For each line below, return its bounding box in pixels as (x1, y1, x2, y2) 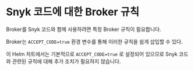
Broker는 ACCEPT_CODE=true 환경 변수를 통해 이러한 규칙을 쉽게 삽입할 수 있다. (6, 38, 183, 45)
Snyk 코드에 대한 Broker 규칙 (6, 5, 140, 19)
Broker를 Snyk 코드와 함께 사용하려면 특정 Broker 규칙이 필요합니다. (6, 26, 161, 33)
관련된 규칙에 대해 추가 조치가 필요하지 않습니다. (12, 58, 121, 65)
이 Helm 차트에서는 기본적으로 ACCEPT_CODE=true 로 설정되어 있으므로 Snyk (6, 50, 178, 57)
